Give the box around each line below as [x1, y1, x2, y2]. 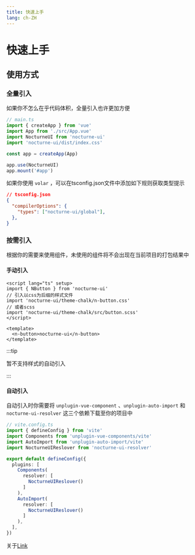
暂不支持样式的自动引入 [6, 360, 66, 368]
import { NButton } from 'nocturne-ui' [6, 286, 109, 292]
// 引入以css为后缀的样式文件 [6, 293, 74, 299]
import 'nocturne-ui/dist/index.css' [6, 140, 103, 146]
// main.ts [6, 117, 34, 123]
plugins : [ [12, 462, 40, 468]
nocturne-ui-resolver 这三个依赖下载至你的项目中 [6, 409, 133, 417]
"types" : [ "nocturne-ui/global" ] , [17, 209, 105, 215]
